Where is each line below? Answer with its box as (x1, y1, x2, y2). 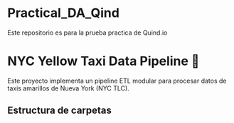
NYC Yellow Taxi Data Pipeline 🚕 (7, 53, 200, 69)
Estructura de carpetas (7, 105, 112, 117)
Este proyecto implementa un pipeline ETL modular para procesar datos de (7, 76, 227, 85)
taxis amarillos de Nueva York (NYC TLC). (7, 83, 129, 93)
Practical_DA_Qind (7, 5, 119, 21)
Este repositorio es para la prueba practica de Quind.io (7, 28, 168, 37)
